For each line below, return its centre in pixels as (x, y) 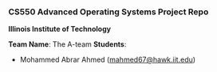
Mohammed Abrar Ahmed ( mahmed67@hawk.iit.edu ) (108, 60)
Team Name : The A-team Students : (67, 44)
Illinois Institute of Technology (60, 29)
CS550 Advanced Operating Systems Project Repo (108, 12)
